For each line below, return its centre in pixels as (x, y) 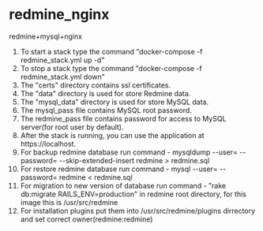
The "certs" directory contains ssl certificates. (96, 85)
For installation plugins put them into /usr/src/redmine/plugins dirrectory (138, 211)
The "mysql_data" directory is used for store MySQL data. (114, 102)
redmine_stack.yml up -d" (62, 60)
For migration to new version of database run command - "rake (123, 185)
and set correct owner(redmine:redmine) (86, 219)
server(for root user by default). (72, 127)
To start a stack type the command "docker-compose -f (111, 51)
